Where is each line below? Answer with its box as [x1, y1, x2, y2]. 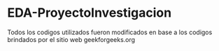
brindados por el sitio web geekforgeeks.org [7, 35, 135, 43]
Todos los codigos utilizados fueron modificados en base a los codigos [7, 28, 213, 36]
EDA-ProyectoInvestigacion [7, 5, 172, 21]
